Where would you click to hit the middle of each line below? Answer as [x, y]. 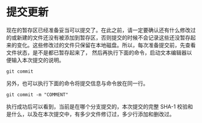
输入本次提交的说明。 [38, 60]
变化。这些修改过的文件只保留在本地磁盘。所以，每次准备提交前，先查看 [106, 45]
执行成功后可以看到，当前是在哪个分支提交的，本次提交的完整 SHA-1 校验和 [100, 106]
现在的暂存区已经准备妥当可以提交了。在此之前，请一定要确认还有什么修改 [98, 30]
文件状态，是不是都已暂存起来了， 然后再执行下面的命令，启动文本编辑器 [96, 52]
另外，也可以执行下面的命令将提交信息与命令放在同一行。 [77, 83]
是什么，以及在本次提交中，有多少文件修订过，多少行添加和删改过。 [90, 114]
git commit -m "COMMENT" [37, 94]
